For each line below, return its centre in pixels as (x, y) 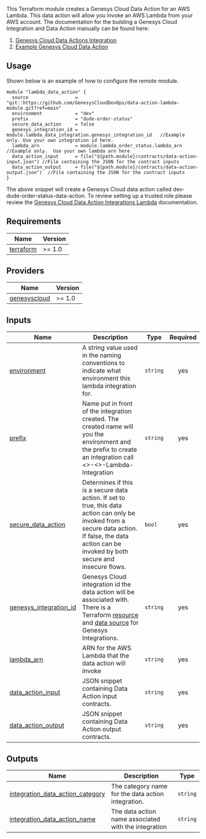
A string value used (110, 347)
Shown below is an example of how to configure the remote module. (93, 81)
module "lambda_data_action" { (46, 92)
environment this (106, 378)
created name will (108, 427)
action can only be (109, 513)
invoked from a (104, 521)
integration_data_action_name (53, 819)
